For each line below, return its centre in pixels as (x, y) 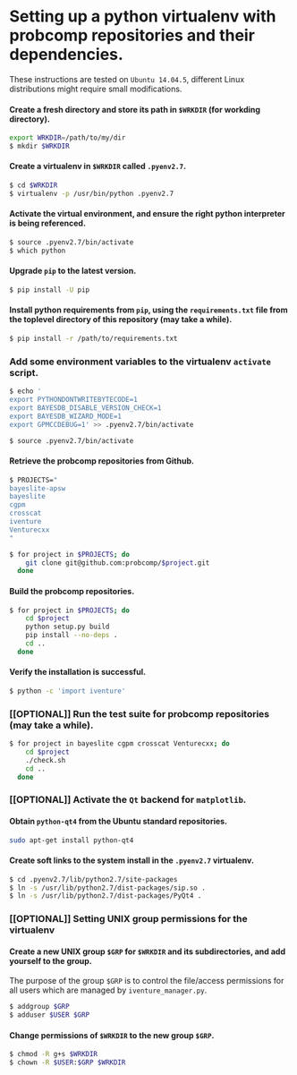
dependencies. (66, 55)
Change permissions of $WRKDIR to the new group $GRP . (112, 1035)
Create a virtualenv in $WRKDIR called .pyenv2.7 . (98, 166)
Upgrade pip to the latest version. (73, 271)
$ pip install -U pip (50, 290)
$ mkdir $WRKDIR (39, 146)
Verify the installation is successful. (78, 672)
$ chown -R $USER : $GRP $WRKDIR (68, 1062)
